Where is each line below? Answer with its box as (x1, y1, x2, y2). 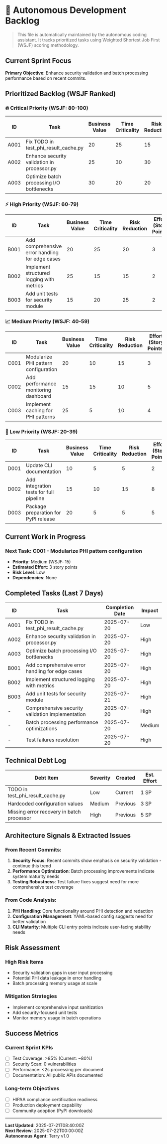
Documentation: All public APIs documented (12, 1072, 103, 1078)
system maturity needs (12, 873, 60, 879)
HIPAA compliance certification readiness (12, 1096, 98, 1102)
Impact (141, 607, 159, 614)
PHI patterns (25, 413, 56, 420)
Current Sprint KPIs (5, 1044, 53, 1051)
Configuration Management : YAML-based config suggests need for (12, 913, 153, 919)
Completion (105, 604, 134, 611)
